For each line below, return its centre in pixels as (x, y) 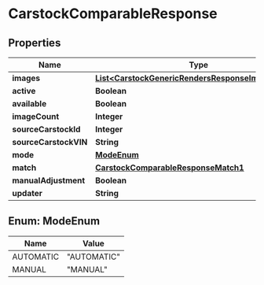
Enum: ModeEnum (54, 221)
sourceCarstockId (46, 129)
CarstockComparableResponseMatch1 (170, 168)
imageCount (36, 117)
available (29, 104)
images (26, 78)
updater (27, 193)
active (24, 91)
